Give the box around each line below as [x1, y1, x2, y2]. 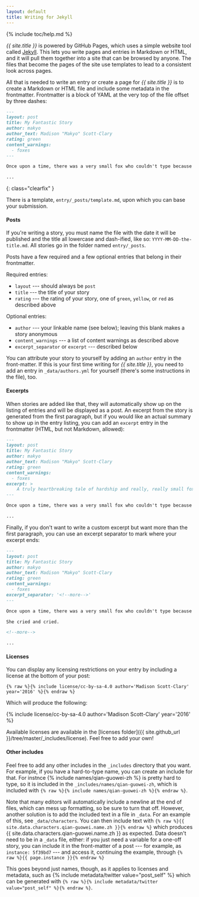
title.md [6, 243, 28, 249]
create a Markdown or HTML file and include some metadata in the [6, 85, 170, 92]
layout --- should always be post [14, 282, 96, 290]
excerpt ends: [6, 536, 40, 543]
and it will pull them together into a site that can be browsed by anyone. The [6, 54, 191, 62]
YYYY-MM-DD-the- [152, 237, 192, 243]
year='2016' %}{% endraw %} [6, 689, 76, 695]
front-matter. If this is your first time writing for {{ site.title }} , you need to [6, 361, 184, 368]
